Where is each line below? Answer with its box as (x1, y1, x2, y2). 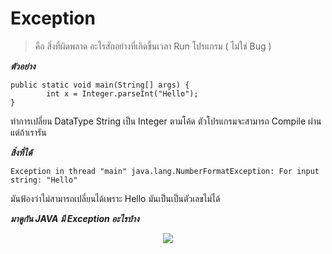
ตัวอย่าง (10, 60, 36, 72)
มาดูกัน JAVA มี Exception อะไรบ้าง (10, 212, 140, 224)
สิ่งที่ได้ (10, 146, 33, 158)
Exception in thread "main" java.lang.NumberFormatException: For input (10, 166, 320, 176)
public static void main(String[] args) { (10, 80, 190, 90)
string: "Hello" (10, 175, 78, 185)
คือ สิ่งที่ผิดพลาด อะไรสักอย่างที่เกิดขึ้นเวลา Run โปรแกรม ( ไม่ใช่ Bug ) (34, 40, 272, 52)
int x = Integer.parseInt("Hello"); (46, 88, 199, 99)
